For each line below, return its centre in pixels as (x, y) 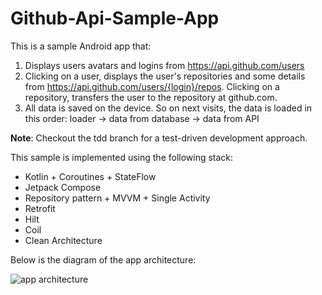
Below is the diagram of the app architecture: (103, 259)
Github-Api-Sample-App (115, 18)
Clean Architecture (63, 240)
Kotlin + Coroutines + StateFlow (90, 176)
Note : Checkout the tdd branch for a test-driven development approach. (159, 138)
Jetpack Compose (63, 187)
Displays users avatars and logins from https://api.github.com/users (164, 65)
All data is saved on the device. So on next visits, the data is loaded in (168, 108)
